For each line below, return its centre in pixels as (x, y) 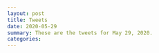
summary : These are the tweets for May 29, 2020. (80, 33)
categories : (24, 39)
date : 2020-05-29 (32, 26)
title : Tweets (28, 20)
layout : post (26, 13)
